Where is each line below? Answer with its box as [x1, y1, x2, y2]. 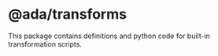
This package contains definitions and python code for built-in [8, 31, 211, 40]
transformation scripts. [8, 39, 83, 48]
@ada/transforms [8, 5, 127, 23]
